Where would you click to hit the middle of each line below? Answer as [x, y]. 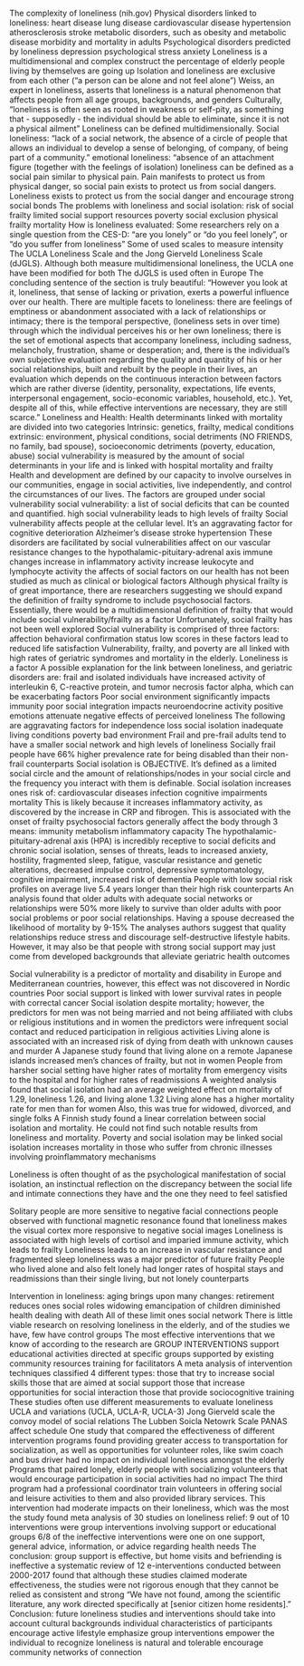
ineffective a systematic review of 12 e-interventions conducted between [145, 1565]
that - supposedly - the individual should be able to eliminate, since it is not [149, 119]
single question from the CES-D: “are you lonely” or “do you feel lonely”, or [148, 234]
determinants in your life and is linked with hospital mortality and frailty [142, 465]
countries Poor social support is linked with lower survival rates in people [146, 993]
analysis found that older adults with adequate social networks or [131, 899]
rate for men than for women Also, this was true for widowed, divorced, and [150, 1108]
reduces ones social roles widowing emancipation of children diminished [145, 1305]
